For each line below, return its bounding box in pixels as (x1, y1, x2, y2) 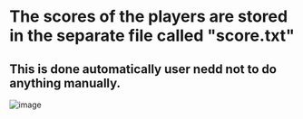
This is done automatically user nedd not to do (9, 61, 277, 77)
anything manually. (9, 75, 121, 91)
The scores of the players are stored (9, 6, 288, 27)
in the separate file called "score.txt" (9, 25, 295, 46)
